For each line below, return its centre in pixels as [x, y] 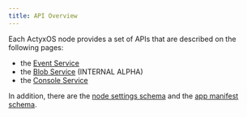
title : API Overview [43, 16]
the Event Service [49, 63]
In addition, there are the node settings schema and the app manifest [123, 96]
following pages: [36, 47]
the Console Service [54, 80]
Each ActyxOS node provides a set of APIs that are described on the [122, 39]
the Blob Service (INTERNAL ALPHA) [81, 71]
